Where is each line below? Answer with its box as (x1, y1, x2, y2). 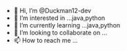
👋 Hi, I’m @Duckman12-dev (13, 7, 92, 14)
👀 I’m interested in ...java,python (13, 14, 106, 22)
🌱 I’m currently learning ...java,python (13, 21, 121, 29)
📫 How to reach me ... (13, 37, 78, 44)
